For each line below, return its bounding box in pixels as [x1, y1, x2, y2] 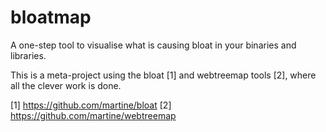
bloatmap [10, 6, 92, 29]
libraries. [10, 49, 47, 61]
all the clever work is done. [10, 79, 122, 91]
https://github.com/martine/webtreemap [10, 109, 177, 121]
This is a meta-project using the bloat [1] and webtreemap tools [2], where [10, 69, 317, 81]
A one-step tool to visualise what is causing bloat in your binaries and [10, 39, 297, 51]
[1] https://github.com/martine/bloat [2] [10, 99, 172, 111]
